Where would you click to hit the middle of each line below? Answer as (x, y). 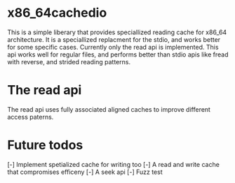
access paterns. (31, 117)
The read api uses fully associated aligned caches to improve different (109, 109)
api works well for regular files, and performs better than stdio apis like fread (118, 54)
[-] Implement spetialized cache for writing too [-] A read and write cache (113, 164)
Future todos (45, 145)
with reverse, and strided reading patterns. (69, 61)
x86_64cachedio (57, 13)
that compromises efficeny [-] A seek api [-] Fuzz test (85, 172)
